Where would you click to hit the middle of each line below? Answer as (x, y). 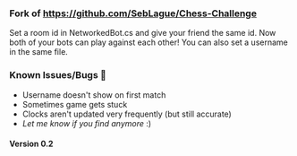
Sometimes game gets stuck (75, 104)
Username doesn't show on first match (94, 95)
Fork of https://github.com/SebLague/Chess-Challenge (133, 13)
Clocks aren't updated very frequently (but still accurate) (127, 114)
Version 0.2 (31, 144)
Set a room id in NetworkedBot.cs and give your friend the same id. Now (143, 33)
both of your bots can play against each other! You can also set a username (148, 42)
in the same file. (39, 52)
